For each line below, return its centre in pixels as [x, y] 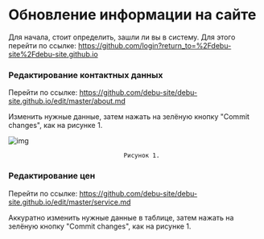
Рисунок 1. [142, 156]
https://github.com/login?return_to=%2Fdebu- [155, 45]
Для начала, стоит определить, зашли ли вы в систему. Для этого [122, 37]
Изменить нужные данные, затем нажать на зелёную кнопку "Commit [129, 117]
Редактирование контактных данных [86, 75]
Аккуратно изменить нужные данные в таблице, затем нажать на [121, 217]
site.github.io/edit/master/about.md [67, 101]
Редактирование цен [52, 176]
